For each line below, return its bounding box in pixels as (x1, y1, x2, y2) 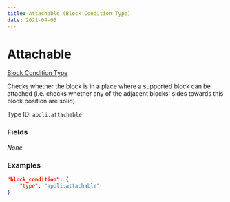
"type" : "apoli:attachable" (19, 182, 100, 190)
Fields (7, 128, 28, 137)
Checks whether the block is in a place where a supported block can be (7, 82, 211, 90)
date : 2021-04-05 (7, 17, 57, 23)
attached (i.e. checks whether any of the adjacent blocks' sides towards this (7, 90, 224, 98)
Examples (7, 160, 41, 170)
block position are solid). (7, 97, 77, 105)
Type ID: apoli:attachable (7, 110, 83, 119)
